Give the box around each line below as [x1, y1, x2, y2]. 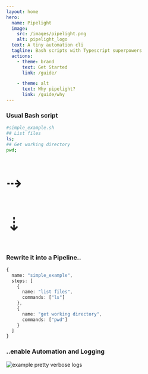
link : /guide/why [21, 92, 65, 98]
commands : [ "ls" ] [21, 295, 65, 301]
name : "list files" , [21, 289, 73, 295]
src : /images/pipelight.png [17, 31, 86, 37]
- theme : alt [17, 81, 49, 86]
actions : [11, 53, 33, 59]
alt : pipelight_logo [17, 36, 68, 42]
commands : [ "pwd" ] [21, 317, 68, 323]
